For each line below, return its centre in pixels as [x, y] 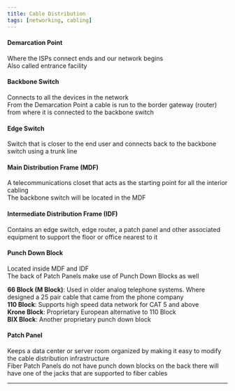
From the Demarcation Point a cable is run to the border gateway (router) [112, 104]
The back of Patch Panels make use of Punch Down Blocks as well [103, 276]
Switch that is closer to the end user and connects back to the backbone [112, 144]
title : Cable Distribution [47, 14]
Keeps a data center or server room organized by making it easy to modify [114, 350]
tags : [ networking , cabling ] [50, 20]
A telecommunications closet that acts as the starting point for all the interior [117, 183]
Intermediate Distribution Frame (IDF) [63, 214]
